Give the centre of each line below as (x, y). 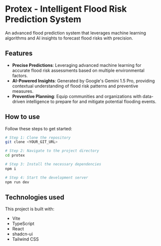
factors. (20, 75)
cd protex (15, 155)
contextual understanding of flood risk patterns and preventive (75, 86)
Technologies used (35, 197)
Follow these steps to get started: (39, 128)
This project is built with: (30, 209)
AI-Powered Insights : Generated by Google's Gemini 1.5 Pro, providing (83, 81)
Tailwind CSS (25, 239)
